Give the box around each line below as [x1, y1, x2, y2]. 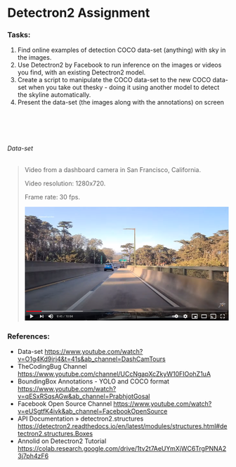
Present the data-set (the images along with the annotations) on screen [17, 98, 225, 107]
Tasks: [7, 30, 31, 40]
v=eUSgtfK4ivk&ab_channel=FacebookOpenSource [17, 407, 168, 416]
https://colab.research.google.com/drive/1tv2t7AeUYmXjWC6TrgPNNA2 [17, 445, 227, 453]
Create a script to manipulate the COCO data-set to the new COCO [17, 76, 211, 84]
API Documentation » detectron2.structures [17, 414, 144, 423]
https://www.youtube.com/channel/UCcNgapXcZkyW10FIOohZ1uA [17, 370, 211, 379]
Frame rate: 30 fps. [24, 193, 81, 202]
